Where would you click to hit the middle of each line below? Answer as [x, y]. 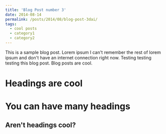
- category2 [22, 38]
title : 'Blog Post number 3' [36, 10]
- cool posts [23, 29]
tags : [11, 24]
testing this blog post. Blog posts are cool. [49, 63]
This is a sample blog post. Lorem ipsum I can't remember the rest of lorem [83, 52]
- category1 [22, 33]
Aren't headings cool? [41, 125]
